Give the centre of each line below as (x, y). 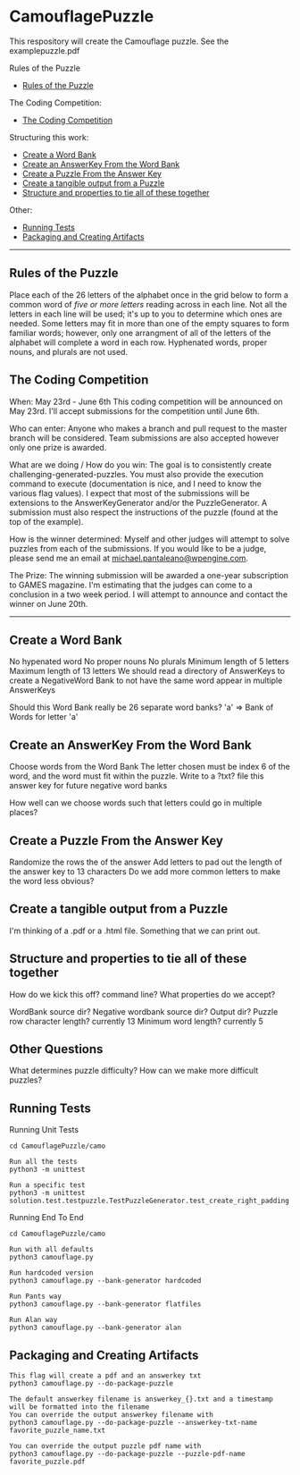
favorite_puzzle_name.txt (57, 1431)
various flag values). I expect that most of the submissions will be (129, 493)
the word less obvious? (52, 881)
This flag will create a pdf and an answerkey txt (105, 1376)
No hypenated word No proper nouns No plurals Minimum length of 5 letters (150, 662)
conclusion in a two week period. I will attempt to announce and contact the (149, 594)
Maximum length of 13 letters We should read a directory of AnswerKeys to (147, 671)
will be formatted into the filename (79, 1407)
